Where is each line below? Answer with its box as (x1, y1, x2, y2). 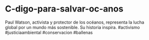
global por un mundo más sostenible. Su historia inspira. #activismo (5, 24, 140, 30)
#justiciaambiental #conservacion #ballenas (5, 29, 93, 35)
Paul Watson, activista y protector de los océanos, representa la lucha (5, 19, 144, 25)
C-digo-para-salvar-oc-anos (5, 3, 123, 14)
